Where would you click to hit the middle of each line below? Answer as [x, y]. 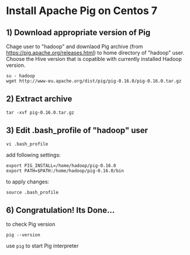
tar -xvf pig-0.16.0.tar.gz [40, 113]
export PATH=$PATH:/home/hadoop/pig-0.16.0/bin [65, 171]
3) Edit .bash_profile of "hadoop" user [77, 130]
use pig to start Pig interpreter [42, 246]
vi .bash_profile [27, 144]
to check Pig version [31, 225]
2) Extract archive [39, 99]
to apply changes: [28, 181]
